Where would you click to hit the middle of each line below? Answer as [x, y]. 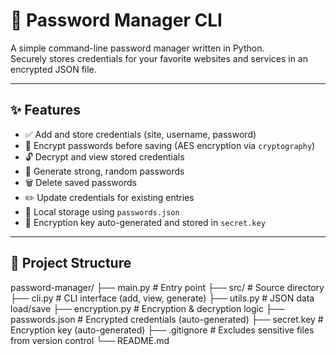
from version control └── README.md [90, 340]
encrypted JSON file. [53, 69]
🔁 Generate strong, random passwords [104, 171]
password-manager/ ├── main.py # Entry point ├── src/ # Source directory [167, 287]
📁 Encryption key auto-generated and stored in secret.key [145, 222]
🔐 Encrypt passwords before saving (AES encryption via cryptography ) [170, 145]
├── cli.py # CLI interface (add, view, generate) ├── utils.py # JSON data [162, 298]
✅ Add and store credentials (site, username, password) [140, 134]
